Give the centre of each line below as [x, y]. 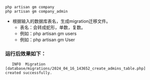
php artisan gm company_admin [37, 11]
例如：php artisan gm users [48, 34]
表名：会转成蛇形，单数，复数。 [53, 27]
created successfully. [29, 73]
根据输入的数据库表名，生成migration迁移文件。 [61, 21]
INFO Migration [29, 64]
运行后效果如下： [26, 53]
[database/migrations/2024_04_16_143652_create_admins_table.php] [75, 69]
